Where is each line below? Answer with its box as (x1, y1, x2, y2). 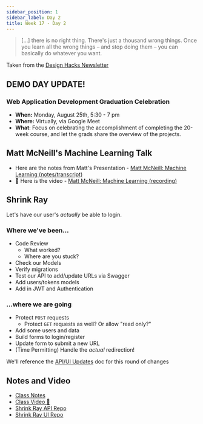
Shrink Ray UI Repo (15, 411, 64, 419)
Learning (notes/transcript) (15, 171, 83, 178)
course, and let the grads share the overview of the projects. (30, 131, 182, 138)
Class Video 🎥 (15, 398, 50, 406)
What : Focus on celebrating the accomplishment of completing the (15, 124, 183, 131)
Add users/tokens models (15, 278, 80, 286)
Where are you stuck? (24, 253, 79, 260)
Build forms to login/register (15, 333, 85, 341)
